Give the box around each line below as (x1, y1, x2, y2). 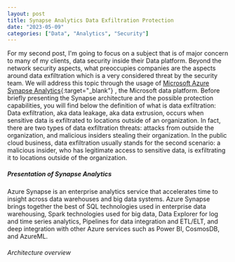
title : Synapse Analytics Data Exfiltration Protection (7, 17, 174, 24)
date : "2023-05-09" (7, 23, 65, 30)
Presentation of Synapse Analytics (7, 169, 112, 178)
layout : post (7, 10, 46, 18)
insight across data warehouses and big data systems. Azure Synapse (7, 195, 210, 204)
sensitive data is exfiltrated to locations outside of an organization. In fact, (7, 117, 221, 125)
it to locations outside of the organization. (7, 154, 128, 162)
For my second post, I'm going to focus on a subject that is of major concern (7, 49, 229, 58)
